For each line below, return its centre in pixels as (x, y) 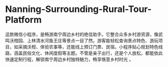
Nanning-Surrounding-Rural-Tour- (78, 9)
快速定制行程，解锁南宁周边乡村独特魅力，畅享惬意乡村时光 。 (69, 59)
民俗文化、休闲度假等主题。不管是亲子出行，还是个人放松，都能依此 (92, 53)
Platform (23, 20)
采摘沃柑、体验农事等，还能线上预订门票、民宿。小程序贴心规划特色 (88, 46)
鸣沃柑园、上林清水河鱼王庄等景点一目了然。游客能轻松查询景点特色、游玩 (82, 40)
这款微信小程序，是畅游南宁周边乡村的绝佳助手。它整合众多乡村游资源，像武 (84, 34)
